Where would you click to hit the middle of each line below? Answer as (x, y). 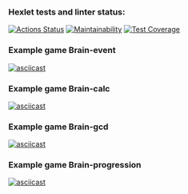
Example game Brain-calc (59, 88)
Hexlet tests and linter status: (67, 12)
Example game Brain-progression (75, 165)
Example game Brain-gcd (58, 127)
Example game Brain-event (62, 51)
